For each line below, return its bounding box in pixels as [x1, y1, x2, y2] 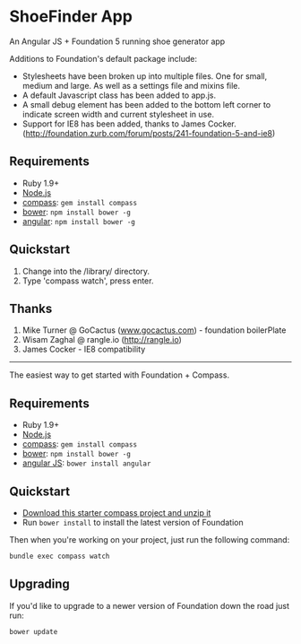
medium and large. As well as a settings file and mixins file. [21, 80, 240, 91]
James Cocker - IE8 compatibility [21, 344, 146, 355]
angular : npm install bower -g [21, 215, 136, 226]
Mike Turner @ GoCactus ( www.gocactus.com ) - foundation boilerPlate [21, 325, 287, 335]
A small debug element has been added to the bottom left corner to [21, 99, 271, 109]
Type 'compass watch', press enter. [21, 275, 154, 286]
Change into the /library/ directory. [21, 265, 150, 276]
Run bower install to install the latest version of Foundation [21, 518, 244, 527]
